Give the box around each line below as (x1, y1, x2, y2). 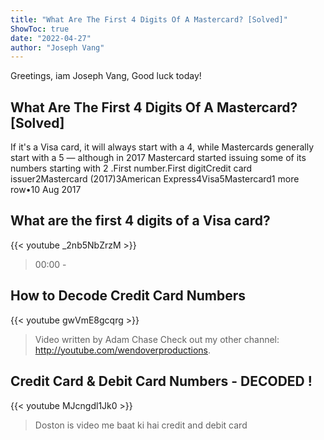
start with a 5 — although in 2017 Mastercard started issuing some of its (10, 152, 307, 164)
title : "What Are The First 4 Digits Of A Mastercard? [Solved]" (10, 14, 288, 25)
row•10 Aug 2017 (10, 184, 82, 196)
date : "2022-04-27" (10, 33, 92, 43)
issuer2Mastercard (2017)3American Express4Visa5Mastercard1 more (10, 173, 300, 185)
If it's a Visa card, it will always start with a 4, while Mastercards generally (10, 141, 315, 153)
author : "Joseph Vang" (10, 42, 105, 53)
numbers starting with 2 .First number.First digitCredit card (10, 162, 253, 175)
